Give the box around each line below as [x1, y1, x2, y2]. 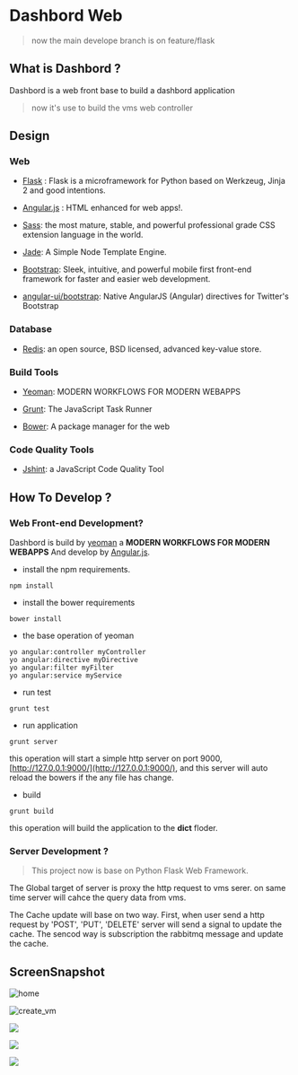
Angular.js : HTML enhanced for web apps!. [22, 203, 184, 214]
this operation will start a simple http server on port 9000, [9, 753, 223, 764]
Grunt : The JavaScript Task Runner [22, 404, 153, 415]
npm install [9, 581, 54, 590]
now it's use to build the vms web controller [31, 102, 193, 113]
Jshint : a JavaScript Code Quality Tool [22, 464, 164, 475]
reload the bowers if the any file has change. [9, 773, 175, 783]
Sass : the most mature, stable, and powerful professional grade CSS [22, 220, 276, 231]
